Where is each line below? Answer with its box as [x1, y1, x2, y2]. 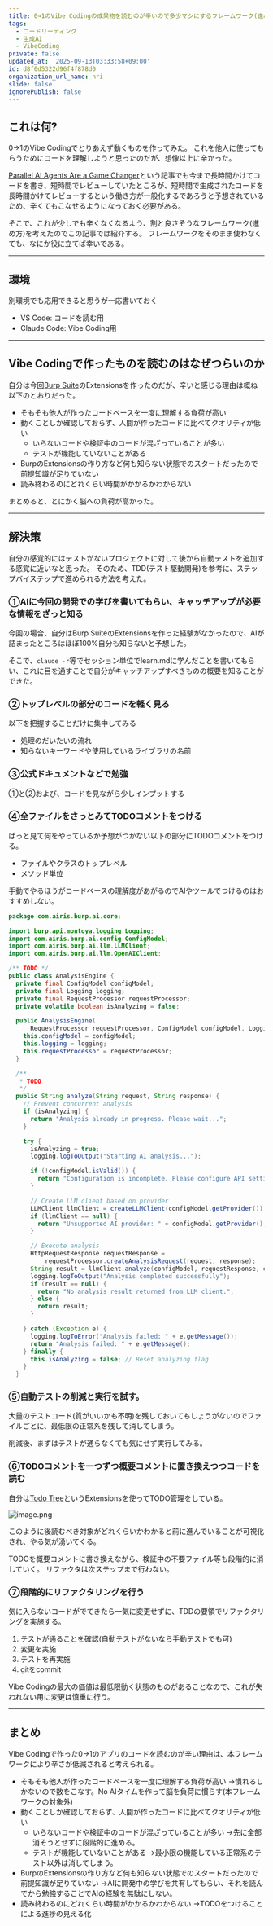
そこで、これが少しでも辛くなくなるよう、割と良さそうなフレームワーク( [8, 218, 253, 228]
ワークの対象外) [19, 1796, 73, 1806]
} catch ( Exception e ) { [23, 1325, 107, 1333]
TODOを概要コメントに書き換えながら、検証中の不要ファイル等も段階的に [8, 1554, 258, 1563]
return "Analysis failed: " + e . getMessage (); [29, 1339, 191, 1348]
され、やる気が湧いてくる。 [8, 1537, 102, 1546]
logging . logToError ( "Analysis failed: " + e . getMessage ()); [29, 1332, 238, 1340]
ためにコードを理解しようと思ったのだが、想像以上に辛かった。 [22, 153, 236, 163]
